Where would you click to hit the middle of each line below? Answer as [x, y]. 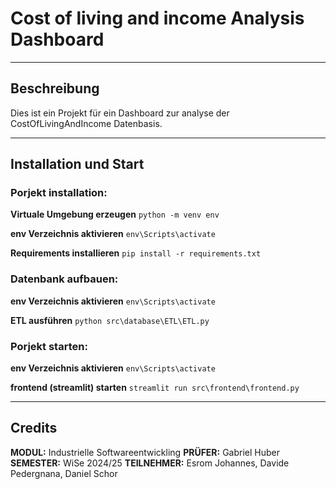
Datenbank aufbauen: [64, 279]
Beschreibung [55, 88]
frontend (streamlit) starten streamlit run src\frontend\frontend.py [155, 388]
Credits [34, 428]
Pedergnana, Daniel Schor [64, 473]
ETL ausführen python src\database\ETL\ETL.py [110, 320]
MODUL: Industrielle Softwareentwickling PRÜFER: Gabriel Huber [145, 452]
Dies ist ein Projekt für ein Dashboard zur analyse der [120, 113]
